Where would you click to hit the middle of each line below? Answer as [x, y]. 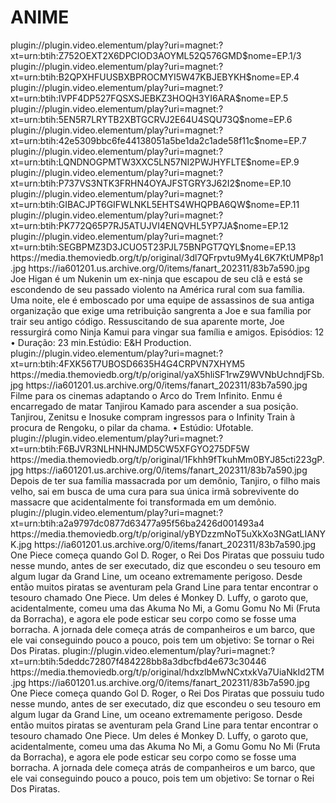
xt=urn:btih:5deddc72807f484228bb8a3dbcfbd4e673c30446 [138, 661]
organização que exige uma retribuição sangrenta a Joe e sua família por [161, 310]
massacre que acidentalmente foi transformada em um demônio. [143, 502]
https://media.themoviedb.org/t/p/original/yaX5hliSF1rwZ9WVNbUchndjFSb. [167, 374]
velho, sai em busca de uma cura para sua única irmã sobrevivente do [155, 491]
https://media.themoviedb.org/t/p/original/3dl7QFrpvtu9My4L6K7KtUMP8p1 [167, 257]
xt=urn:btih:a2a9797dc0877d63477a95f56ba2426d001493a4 [137, 523]
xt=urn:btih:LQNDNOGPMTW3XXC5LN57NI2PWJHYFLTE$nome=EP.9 [155, 162]
